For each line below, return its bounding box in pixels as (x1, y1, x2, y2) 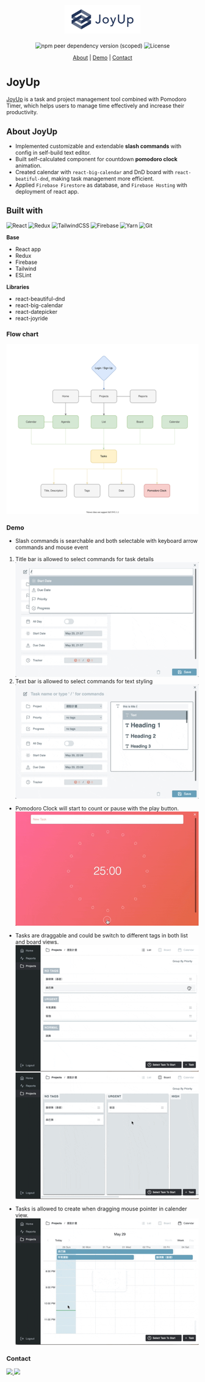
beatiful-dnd (15, 176, 49, 182)
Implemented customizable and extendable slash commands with (15, 142, 182, 150)
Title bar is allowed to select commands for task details (15, 556, 154, 563)
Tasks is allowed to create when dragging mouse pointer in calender (15, 1205, 187, 1213)
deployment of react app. (15, 187, 79, 195)
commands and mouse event (15, 544, 88, 551)
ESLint (15, 271, 32, 278)
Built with (6, 206, 43, 216)
